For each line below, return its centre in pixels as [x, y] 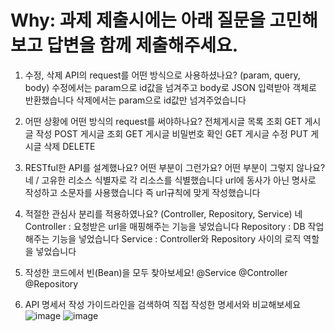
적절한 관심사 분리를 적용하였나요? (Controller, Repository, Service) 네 [163, 213]
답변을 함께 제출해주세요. [142, 45]
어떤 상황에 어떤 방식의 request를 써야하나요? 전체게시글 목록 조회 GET [163, 121]
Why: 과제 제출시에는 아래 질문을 [138, 20]
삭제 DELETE [69, 146]
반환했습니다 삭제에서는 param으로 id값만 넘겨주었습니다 [135, 100]
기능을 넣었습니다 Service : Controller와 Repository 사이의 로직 [176, 238]
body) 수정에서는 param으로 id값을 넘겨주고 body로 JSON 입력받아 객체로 [170, 87]
